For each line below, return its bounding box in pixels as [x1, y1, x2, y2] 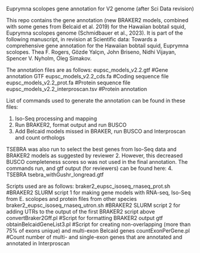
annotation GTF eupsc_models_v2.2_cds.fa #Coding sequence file [6, 73, 169, 80]
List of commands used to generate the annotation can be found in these [6, 97, 186, 104]
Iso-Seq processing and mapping [14, 115, 97, 122]
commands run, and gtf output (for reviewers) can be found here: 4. [6, 164, 173, 172]
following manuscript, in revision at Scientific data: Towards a [6, 36, 157, 42]
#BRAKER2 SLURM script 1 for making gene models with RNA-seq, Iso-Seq [6, 189, 191, 196]
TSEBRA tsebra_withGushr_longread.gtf [6, 171, 104, 178]
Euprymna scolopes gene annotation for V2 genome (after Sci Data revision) [6, 5, 194, 12]
